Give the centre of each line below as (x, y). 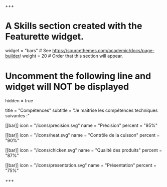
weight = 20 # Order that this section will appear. (73, 56)
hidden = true (19, 100)
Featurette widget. (45, 37)
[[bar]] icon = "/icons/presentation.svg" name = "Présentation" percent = (81, 165)
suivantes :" (18, 115)
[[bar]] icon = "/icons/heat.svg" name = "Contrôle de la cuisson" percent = (82, 135)
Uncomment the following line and (78, 76)
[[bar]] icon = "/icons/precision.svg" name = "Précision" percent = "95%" (81, 125)
